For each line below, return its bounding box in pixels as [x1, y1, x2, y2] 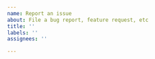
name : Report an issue [7, 10, 72, 17]
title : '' [7, 23, 36, 29]
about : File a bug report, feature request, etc [7, 16, 149, 23]
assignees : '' [7, 36, 48, 43]
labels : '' [7, 29, 38, 36]
